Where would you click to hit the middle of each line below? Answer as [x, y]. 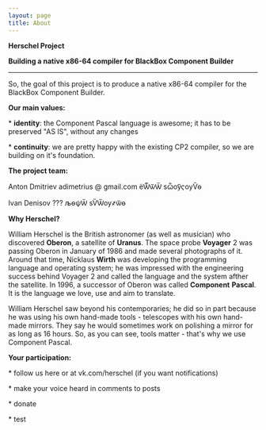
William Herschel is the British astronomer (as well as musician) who [120, 234]
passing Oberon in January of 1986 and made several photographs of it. [125, 251]
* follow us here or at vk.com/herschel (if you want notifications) [114, 373]
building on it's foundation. [52, 155]
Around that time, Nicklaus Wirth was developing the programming [118, 259]
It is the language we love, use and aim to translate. [92, 293]
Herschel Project [36, 45]
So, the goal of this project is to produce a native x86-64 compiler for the [127, 83]
